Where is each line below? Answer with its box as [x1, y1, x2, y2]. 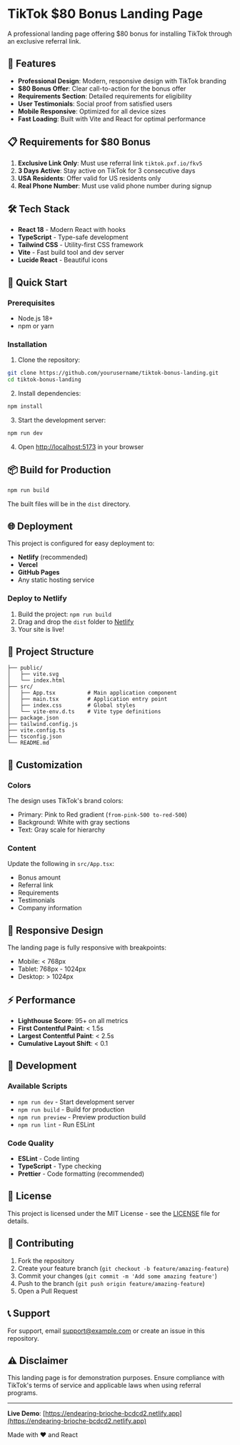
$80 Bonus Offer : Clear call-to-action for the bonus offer [17, 84, 186, 93]
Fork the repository [17, 1256, 75, 1265]
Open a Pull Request [17, 1287, 79, 1295]
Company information [17, 904, 82, 912]
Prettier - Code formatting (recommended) [17, 1169, 145, 1178]
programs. [7, 1389, 38, 1397]
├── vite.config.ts [7, 727, 66, 734]
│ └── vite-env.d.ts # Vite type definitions [7, 708, 161, 715]
